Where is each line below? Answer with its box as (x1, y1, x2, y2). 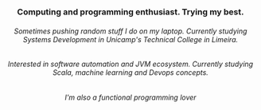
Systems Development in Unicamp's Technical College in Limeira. (22, 34, 239, 44)
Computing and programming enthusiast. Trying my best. (17, 6, 244, 18)
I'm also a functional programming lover (64, 92, 197, 102)
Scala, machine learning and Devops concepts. (52, 68, 209, 77)
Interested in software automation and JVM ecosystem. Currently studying (7, 59, 254, 69)
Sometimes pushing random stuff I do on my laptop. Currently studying (14, 26, 247, 36)
